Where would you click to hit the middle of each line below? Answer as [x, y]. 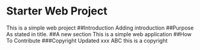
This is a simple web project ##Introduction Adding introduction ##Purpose [100, 28]
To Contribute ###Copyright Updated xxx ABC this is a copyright [87, 40]
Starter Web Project [57, 11]
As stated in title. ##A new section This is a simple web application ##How [99, 34]
